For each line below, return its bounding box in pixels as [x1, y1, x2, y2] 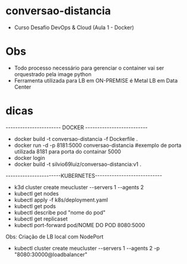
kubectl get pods [14, 202, 56, 209]
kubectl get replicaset [14, 215, 68, 222]
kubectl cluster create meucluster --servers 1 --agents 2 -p [14, 244, 160, 252]
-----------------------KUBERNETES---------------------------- [5, 172, 163, 179]
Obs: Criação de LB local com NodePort [5, 233, 104, 240]
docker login [14, 154, 45, 161]
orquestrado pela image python [14, 70, 92, 78]
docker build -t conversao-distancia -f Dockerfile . [14, 135, 138, 142]
